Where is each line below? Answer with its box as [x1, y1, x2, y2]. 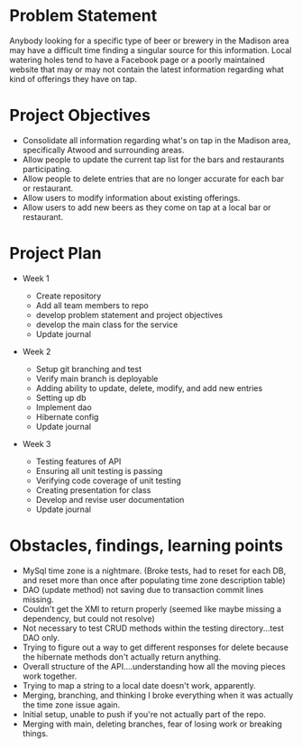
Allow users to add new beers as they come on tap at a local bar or [22, 202, 271, 213]
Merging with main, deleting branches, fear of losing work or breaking [22, 718, 282, 729]
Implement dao [35, 402, 92, 413]
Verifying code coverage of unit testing [35, 475, 182, 486]
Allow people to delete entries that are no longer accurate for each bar [22, 173, 285, 184]
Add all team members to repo [35, 299, 149, 311]
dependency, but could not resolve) [22, 613, 155, 624]
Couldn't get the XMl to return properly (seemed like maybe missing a [22, 603, 282, 614]
